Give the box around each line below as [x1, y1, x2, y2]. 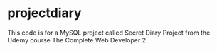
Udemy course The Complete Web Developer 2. [7, 35, 148, 44]
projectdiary [7, 5, 82, 21]
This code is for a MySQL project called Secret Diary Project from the [7, 28, 211, 37]
